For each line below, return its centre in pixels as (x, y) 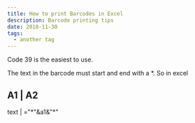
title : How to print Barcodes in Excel (65, 14)
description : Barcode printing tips (60, 20)
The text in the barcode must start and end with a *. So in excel (98, 73)
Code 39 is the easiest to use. (50, 59)
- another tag (34, 40)
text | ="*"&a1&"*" (33, 112)
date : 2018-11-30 (32, 27)
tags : (15, 33)
